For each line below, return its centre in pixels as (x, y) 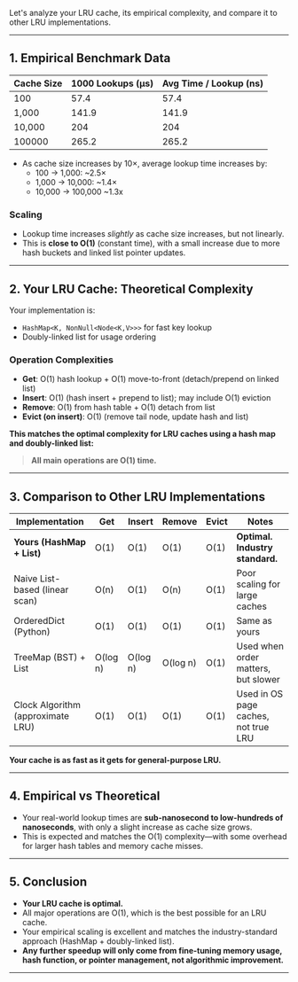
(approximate (41, 716)
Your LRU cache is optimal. (73, 903)
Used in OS (260, 694)
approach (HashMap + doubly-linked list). (98, 941)
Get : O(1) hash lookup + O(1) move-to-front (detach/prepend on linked (150, 379)
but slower (259, 680)
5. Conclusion (48, 882)
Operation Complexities (61, 360)
